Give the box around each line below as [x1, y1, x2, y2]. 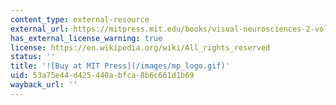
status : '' [10, 52, 56, 62]
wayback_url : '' [10, 80, 78, 90]
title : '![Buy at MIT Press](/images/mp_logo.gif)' [10, 61, 230, 71]
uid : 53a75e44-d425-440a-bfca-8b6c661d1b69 [10, 71, 195, 81]
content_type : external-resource [10, 14, 150, 25]
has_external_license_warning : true [10, 33, 163, 43]
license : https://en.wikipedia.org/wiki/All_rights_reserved [10, 42, 271, 53]
